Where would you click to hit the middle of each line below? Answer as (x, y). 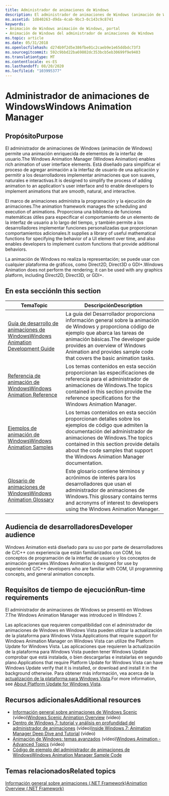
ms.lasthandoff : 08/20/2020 (35, 66)
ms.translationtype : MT (30, 57)
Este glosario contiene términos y (105, 471)
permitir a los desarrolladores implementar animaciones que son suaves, (80, 175)
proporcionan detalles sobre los (103, 418)
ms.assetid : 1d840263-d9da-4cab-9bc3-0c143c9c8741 (59, 19)
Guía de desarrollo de (33, 323)
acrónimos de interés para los (101, 477)
